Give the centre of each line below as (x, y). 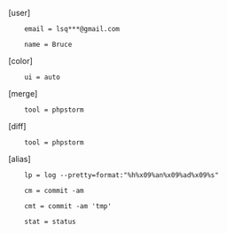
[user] (20, 13)
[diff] (17, 126)
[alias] (20, 159)
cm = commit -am (55, 190)
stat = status (50, 221)
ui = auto (43, 77)
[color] (20, 61)
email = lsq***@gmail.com (72, 29)
